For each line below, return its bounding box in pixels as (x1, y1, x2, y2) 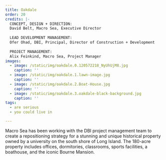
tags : (5, 100, 16, 105)
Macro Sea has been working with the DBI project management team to (5, 127, 152, 133)
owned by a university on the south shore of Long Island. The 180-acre (5, 138, 151, 144)
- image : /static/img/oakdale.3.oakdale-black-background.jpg (9, 91, 142, 96)
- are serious (9, 105, 39, 110)
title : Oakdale (5, 7, 37, 12)
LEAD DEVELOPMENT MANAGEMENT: (9, 35, 72, 40)
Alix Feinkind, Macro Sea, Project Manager (9, 53, 101, 59)
